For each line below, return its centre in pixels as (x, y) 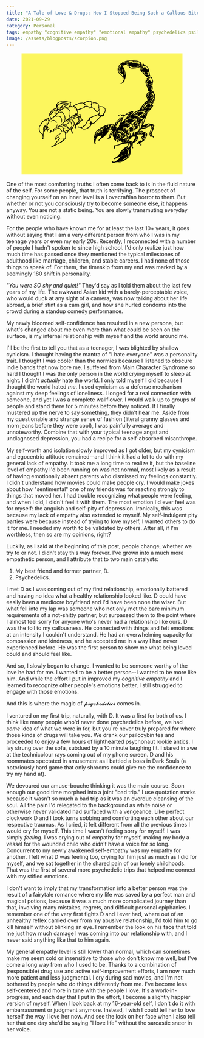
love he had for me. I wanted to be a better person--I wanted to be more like (101, 673)
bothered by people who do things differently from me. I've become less (97, 984)
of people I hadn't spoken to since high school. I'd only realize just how (95, 248)
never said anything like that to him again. (58, 940)
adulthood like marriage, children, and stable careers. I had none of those (98, 261)
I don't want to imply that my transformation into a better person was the (97, 888)
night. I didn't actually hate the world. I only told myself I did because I (94, 380)
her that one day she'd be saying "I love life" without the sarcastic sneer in (99, 1023)
